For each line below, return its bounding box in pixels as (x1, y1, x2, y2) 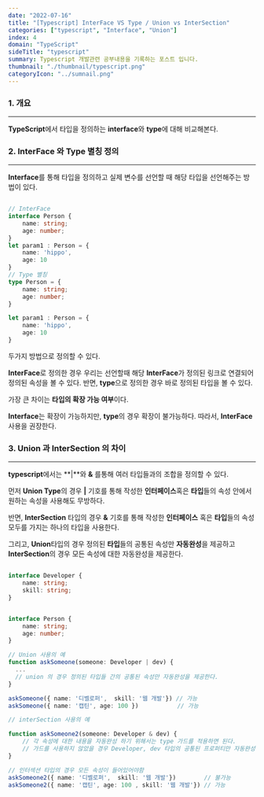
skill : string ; (22, 587, 72, 595)
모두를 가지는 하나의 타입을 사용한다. (8, 522, 119, 532)
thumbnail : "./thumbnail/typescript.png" (8, 63, 146, 71)
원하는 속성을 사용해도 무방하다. (8, 496, 105, 506)
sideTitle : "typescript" (8, 48, 90, 56)
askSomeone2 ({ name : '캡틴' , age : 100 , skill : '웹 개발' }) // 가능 (8, 780, 225, 789)
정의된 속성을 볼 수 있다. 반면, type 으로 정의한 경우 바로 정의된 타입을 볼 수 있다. (8, 378, 253, 387)
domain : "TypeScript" (8, 41, 79, 49)
